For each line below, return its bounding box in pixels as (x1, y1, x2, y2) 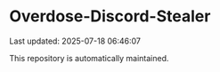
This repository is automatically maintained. (9, 52, 169, 63)
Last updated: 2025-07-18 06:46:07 (9, 36, 141, 46)
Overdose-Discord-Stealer (9, 6, 211, 27)
